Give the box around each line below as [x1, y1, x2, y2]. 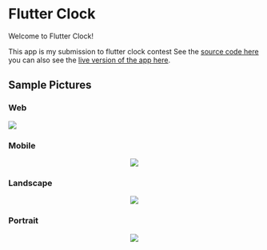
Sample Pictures [8, 78, 92, 92]
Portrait [8, 215, 38, 226]
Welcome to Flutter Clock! [8, 31, 94, 41]
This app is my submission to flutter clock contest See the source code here [8, 46, 259, 56]
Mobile [8, 140, 36, 151]
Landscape [8, 177, 53, 188]
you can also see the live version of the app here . [8, 55, 170, 65]
